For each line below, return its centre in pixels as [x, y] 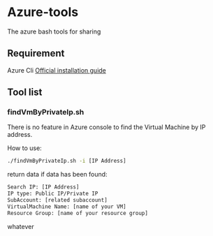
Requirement [36, 53]
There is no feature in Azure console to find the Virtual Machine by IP [106, 127]
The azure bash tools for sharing [54, 31]
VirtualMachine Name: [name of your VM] [67, 207]
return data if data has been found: [57, 175]
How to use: [24, 148]
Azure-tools [43, 12]
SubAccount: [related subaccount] [58, 200]
